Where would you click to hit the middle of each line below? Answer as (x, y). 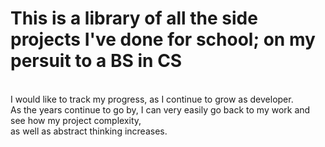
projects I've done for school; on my (163, 39)
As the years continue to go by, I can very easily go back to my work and (160, 109)
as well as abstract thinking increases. (89, 131)
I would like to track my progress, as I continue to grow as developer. (152, 99)
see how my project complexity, (76, 120)
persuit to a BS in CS (96, 61)
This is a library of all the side (134, 18)
